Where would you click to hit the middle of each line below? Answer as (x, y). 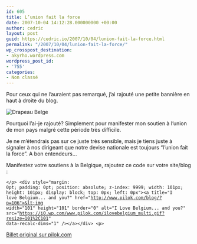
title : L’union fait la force (43, 17)
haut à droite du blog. (32, 100)
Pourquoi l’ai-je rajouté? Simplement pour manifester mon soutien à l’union (96, 123)
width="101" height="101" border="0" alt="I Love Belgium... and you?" (96, 208)
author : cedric (25, 28)
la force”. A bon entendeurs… (42, 154)
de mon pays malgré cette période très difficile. (64, 130)
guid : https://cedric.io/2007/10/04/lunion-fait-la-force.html (86, 39)
